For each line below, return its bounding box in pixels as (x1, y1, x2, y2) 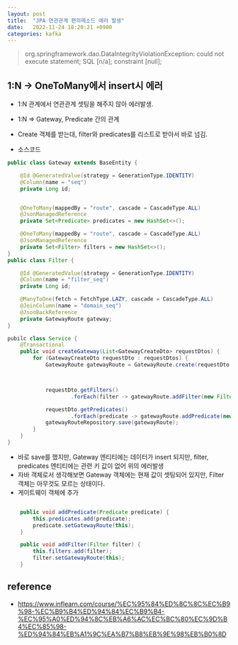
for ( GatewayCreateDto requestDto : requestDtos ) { (33, 354, 189, 362)
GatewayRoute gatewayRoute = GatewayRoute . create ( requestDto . (45, 362, 233, 369)
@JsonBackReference (20, 308, 78, 316)
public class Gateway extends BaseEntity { (7, 159, 138, 167)
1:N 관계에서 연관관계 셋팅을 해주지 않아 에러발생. (17, 100, 154, 109)
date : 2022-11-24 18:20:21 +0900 (7, 23, 113, 31)
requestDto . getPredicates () (45, 406, 129, 413)
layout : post (7, 10, 46, 18)
